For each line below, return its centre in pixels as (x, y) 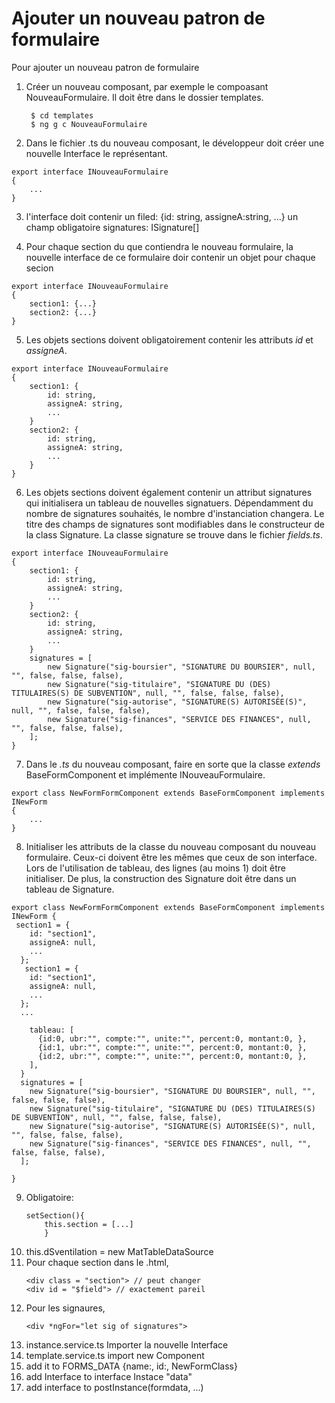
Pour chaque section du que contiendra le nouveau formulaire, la (159, 246)
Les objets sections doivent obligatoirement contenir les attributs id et (169, 339)
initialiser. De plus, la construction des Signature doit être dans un (161, 878)
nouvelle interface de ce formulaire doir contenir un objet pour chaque (170, 257)
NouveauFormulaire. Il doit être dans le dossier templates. (144, 97)
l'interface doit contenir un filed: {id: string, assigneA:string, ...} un (162, 216)
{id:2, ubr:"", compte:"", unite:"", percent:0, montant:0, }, (172, 1056)
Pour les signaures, (65, 1308)
